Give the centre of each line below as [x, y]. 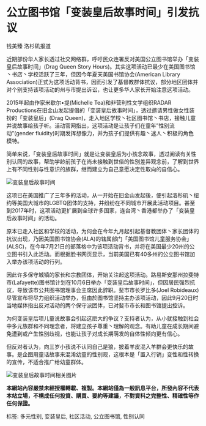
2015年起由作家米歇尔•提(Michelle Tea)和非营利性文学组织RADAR [89, 102]
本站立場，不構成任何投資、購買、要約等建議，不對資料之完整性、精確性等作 [103, 395]
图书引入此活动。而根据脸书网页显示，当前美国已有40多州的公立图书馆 [101, 254]
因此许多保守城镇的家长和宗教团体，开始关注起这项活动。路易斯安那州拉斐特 [103, 275]
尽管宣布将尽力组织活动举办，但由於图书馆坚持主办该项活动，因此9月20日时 [102, 297]
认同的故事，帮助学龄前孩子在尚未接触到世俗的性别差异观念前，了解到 [100, 161]
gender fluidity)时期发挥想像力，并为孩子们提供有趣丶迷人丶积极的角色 [105, 133]
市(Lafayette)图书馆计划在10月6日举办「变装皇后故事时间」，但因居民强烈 [98, 282]
